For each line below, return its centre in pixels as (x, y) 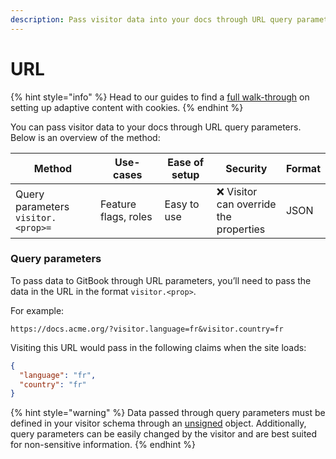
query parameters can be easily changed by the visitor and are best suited (164, 434)
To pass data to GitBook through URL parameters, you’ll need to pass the (161, 280)
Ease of (186, 162)
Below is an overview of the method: (85, 137)
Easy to (182, 204)
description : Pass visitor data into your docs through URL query (151, 19)
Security (246, 168)
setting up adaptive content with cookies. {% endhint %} (127, 107)
